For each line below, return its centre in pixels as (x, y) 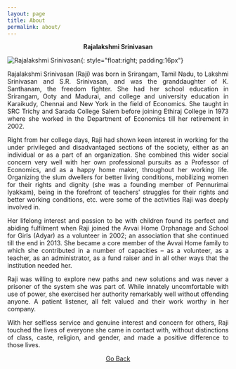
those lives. (24, 345)
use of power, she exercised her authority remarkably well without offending (118, 294)
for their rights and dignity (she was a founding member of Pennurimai (118, 185)
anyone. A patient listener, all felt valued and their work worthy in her (118, 302)
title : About (26, 20)
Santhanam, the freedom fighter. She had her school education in (118, 89)
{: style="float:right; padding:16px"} (132, 60)
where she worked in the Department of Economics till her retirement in (118, 119)
